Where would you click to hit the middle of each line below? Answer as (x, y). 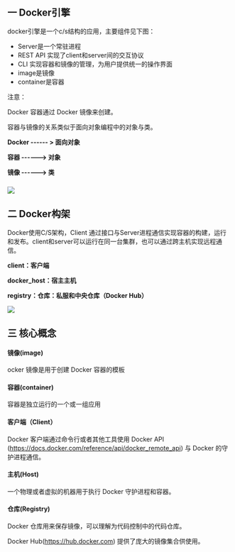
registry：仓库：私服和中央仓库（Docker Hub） (77, 295)
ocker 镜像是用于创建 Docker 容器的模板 (66, 370)
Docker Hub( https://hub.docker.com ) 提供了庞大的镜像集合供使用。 (106, 541)
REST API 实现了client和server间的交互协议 (81, 55)
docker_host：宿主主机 (42, 280)
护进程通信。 (26, 457)
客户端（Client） (32, 421)
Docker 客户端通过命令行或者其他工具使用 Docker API (86, 439)
